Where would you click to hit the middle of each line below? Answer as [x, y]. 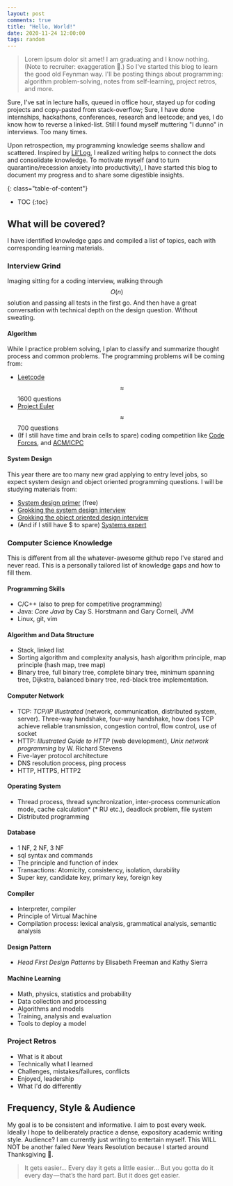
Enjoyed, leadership [46, 1078]
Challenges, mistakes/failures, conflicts [73, 1071]
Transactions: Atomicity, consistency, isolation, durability [99, 870]
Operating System [34, 786]
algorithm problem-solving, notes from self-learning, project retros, [120, 81]
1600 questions [39, 399]
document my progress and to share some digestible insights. [96, 175]
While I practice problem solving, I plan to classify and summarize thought [113, 349]
